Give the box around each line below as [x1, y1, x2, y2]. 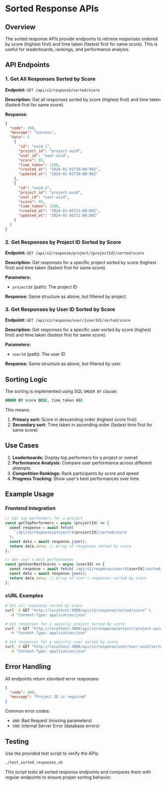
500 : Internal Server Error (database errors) [12, 723, 100, 729]
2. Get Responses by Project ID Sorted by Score [5, 238, 122, 245]
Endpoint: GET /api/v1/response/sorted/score [5, 87, 100, 93]
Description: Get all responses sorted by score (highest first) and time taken [5, 96, 161, 102]
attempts [12, 465, 31, 471]
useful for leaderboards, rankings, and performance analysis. [5, 47, 130, 52]
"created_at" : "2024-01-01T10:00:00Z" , [18, 167, 100, 172]
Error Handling [5, 663, 51, 671]
